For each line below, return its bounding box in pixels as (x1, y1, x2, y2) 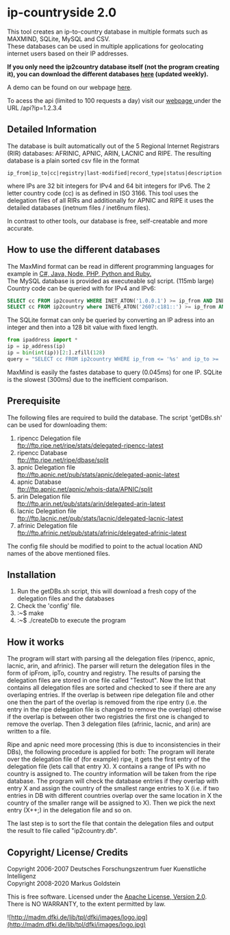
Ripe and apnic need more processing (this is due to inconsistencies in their (7, 740, 221, 749)
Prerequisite (7, 396, 61, 407)
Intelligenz (7, 872, 36, 880)
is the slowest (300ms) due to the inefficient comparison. (7, 375, 169, 383)
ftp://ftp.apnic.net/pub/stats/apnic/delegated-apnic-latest (16, 470, 180, 478)
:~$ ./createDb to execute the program (16, 616, 127, 624)
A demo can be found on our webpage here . (7, 83, 132, 91)
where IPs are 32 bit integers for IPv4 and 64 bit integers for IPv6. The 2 (7, 182, 211, 190)
